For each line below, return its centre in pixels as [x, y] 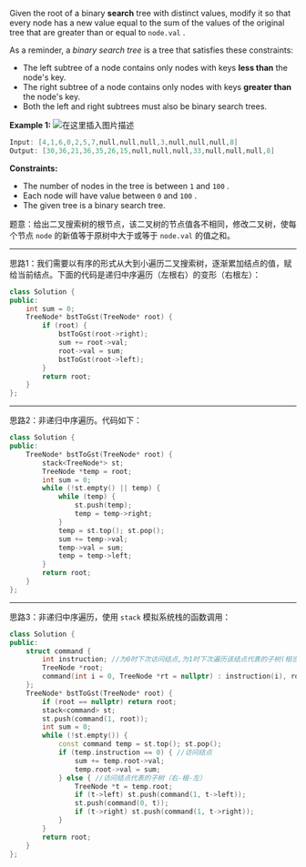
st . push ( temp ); [103, 505]
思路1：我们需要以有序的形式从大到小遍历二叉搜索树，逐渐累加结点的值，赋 [151, 263]
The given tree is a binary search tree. [94, 205]
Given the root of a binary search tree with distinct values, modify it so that [150, 13]
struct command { [59, 651]
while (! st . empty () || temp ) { [102, 489]
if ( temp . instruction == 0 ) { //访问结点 [135, 752]
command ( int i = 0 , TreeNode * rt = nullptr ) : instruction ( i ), [165, 677]
